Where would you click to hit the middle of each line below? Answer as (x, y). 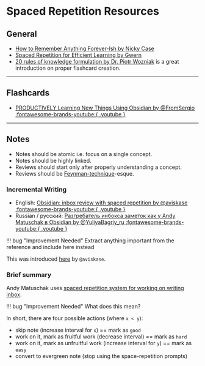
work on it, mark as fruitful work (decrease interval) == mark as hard (101, 337)
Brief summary (29, 275)
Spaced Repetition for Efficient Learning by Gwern (78, 55)
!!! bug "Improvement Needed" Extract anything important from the (91, 241)
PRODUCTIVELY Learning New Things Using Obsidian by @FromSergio (105, 108)
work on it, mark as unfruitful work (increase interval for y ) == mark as (103, 343)
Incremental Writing (37, 189)
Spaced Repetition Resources (83, 11)
